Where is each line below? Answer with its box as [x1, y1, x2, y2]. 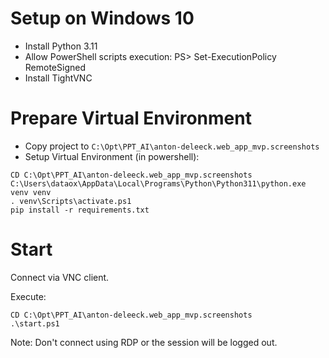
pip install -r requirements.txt [10, 205, 150, 215]
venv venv [10, 187, 52, 197]
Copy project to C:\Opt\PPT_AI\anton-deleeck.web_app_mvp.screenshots [24, 140, 320, 152]
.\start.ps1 [10, 318, 60, 329]
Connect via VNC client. [10, 271, 110, 283]
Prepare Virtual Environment [10, 107, 252, 130]
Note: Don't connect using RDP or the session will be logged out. [10, 336, 278, 348]
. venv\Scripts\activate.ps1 [10, 196, 132, 206]
